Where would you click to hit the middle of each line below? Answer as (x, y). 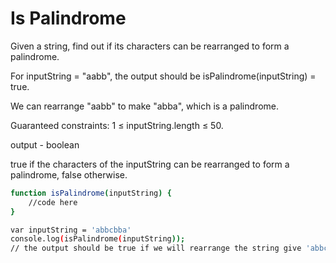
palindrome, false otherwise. (69, 174)
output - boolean (45, 144)
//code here (53, 202)
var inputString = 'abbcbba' (71, 230)
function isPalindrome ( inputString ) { (91, 193)
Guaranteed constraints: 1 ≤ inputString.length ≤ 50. (117, 125)
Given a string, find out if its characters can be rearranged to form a (150, 46)
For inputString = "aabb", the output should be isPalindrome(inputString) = (163, 76)
